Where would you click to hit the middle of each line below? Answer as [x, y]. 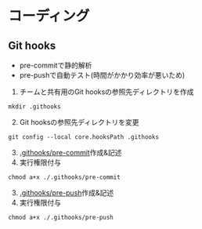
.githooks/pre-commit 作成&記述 [70, 153]
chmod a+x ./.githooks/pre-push [61, 217]
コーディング [49, 16]
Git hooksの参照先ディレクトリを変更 [79, 122]
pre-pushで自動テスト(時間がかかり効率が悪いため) [102, 75]
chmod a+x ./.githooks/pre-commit [65, 177]
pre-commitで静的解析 [56, 65]
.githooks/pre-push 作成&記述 [67, 193]
